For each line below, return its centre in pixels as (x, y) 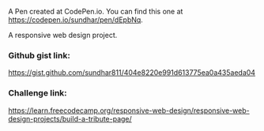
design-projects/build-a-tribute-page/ (70, 118)
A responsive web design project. (63, 35)
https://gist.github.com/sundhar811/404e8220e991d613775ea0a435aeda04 (132, 73)
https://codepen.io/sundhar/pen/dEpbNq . (76, 20)
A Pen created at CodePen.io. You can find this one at (96, 11)
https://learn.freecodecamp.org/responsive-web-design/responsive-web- (129, 110)
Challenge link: (38, 93)
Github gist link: (40, 55)
